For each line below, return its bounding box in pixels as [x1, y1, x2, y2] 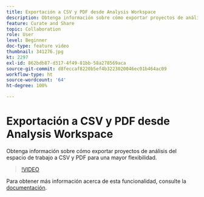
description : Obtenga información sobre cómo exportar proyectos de [6, 15, 183, 21]
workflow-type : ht [6, 71, 53, 77]
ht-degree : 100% [6, 83, 47, 89]
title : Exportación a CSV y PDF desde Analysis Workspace [6, 9, 156, 15]
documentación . [6, 184, 47, 191]
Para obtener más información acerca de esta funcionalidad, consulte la [6, 177, 186, 185]
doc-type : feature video [6, 43, 69, 49]
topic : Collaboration [6, 26, 61, 32]
